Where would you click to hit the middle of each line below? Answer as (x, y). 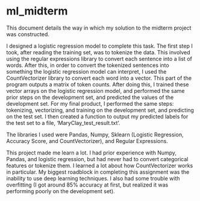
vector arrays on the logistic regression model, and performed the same (95, 91)
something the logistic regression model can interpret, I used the (86, 71)
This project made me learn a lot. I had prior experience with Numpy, (91, 153)
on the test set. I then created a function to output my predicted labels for (97, 116)
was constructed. (28, 34)
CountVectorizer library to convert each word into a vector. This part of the (99, 78)
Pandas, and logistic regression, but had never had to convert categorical (97, 159)
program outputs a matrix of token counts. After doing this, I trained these (98, 84)
